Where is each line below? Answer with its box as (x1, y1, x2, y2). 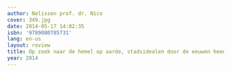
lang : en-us (7, 36, 41, 43)
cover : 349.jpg (7, 16, 51, 23)
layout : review (7, 42, 51, 49)
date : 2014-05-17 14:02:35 (7, 23, 85, 29)
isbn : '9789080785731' (7, 29, 72, 36)
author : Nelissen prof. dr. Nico (7, 10, 103, 17)
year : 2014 (7, 55, 38, 62)
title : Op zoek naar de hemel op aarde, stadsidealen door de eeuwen (7, 49, 211, 56)
